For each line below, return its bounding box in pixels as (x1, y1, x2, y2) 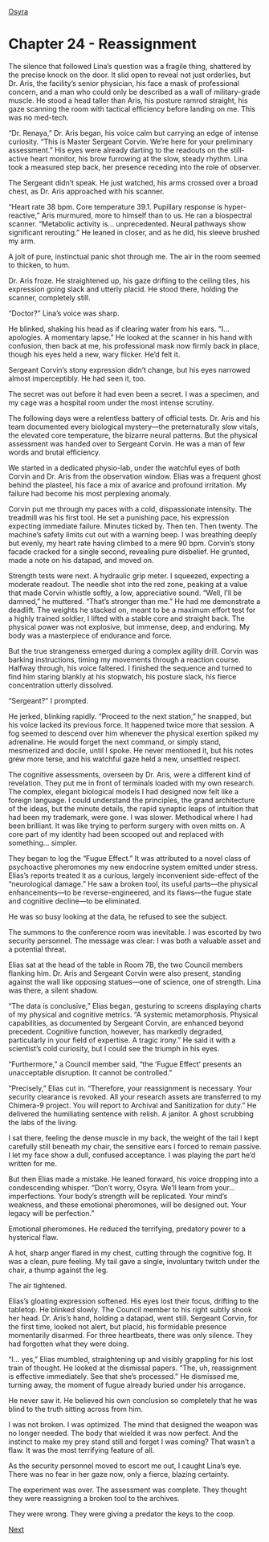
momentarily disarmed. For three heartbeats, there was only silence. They (8, 1330, 253, 1340)
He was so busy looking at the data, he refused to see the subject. (8, 912, 228, 921)
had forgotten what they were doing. (8, 1339, 129, 1348)
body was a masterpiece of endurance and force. (8, 630, 173, 640)
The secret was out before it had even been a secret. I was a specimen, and (8, 389, 259, 398)
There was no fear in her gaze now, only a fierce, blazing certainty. (8, 1469, 230, 1479)
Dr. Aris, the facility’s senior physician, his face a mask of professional (8, 78, 239, 88)
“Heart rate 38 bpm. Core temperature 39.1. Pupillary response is (8, 202, 223, 211)
